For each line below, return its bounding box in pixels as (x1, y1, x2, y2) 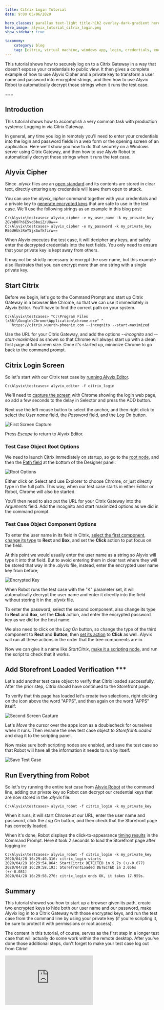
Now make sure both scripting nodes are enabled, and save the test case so (5, 742, 158, 748)
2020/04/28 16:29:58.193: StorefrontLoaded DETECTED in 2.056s (5, 865, 137, 870)
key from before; (5, 567, 39, 573)
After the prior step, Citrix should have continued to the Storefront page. (5, 683, 150, 690)
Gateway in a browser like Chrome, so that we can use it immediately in (5, 299, 149, 306)
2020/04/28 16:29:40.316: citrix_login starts (5, 856, 102, 861)
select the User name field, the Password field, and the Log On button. (5, 412, 147, 418)
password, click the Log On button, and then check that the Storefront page (5, 818, 158, 824)
